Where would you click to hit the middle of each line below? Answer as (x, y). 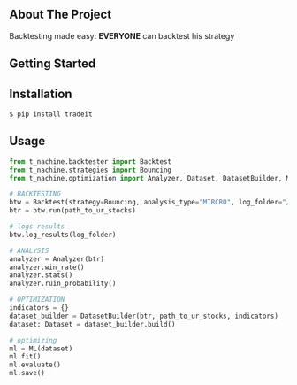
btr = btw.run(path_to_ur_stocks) (73, 211)
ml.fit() (25, 357)
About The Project (61, 15)
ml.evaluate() (35, 365)
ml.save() (27, 373)
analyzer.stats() (41, 275)
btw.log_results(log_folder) (63, 235)
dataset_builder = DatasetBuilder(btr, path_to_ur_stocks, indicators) (144, 316)
